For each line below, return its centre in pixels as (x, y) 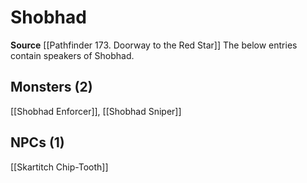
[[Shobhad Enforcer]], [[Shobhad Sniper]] (96, 111)
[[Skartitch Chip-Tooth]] (59, 167)
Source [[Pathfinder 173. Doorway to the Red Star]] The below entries (154, 45)
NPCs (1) (37, 142)
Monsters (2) (51, 87)
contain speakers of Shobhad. (72, 55)
